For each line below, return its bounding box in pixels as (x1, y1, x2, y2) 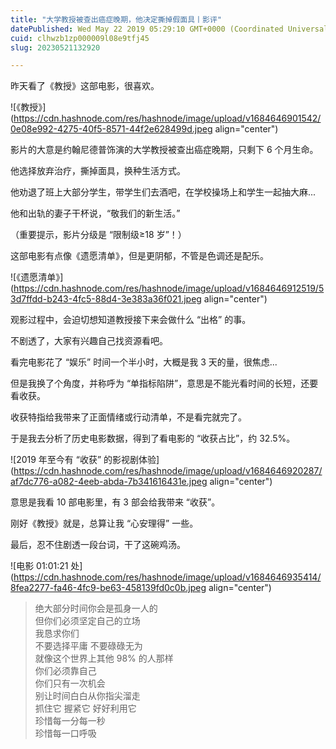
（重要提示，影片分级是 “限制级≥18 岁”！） (10, 229, 187, 241)
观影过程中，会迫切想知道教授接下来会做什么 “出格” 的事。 (10, 314, 252, 326)
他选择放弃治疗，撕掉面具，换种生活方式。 (10, 165, 186, 177)
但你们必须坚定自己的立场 (34, 615, 141, 627)
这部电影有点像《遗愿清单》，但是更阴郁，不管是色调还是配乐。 (10, 250, 269, 262)
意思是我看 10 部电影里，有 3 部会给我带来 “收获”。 (10, 496, 221, 508)
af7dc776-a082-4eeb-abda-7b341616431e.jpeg (10, 476, 208, 488)
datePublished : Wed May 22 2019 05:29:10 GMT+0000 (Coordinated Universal (10, 24, 329, 34)
